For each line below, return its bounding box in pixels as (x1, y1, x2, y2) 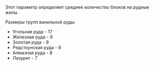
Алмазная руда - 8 (12, 50, 53, 56)
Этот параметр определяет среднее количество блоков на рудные (5, 4, 149, 10)
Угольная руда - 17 (12, 29, 53, 34)
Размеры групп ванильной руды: (5, 19, 76, 25)
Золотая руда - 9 (12, 39, 49, 45)
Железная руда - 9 (12, 34, 53, 40)
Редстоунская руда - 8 (12, 45, 61, 50)
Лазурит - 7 (12, 55, 38, 61)
